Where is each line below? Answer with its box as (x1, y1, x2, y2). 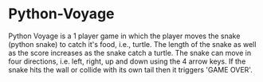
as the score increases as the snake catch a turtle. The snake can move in (8, 48, 252, 57)
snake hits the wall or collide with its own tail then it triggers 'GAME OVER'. (8, 64, 253, 74)
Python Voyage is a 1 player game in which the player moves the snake (8, 31, 241, 41)
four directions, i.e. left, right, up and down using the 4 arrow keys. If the (8, 57, 246, 66)
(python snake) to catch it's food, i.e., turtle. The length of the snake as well (8, 39, 257, 49)
